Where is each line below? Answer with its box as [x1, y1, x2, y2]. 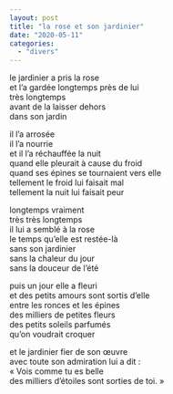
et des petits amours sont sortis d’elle [9, 290, 150, 301]
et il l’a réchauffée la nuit [9, 148, 102, 160]
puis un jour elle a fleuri [9, 280, 97, 292]
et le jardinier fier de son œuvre [9, 347, 128, 358]
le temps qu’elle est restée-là [9, 233, 118, 244]
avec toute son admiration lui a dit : [9, 357, 141, 368]
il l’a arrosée [9, 129, 56, 140]
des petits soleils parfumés [9, 319, 111, 330]
